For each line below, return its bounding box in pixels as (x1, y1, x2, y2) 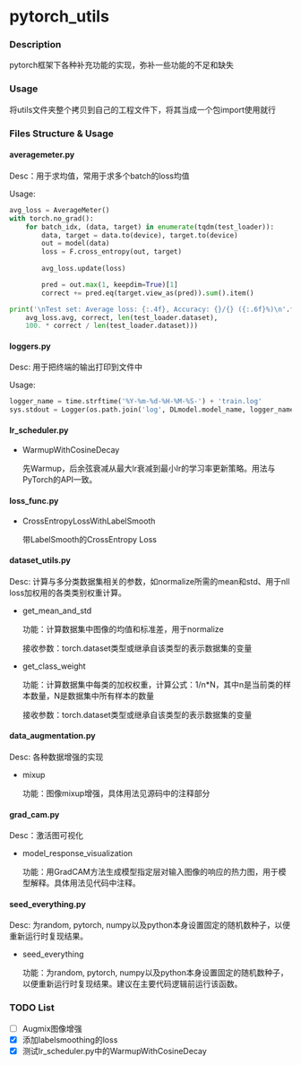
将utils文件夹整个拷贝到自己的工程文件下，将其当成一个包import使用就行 (9, 104, 276, 115)
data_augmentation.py (9, 731, 96, 741)
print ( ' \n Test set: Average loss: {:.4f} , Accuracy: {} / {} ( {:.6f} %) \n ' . (9, 305, 291, 314)
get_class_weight (21, 661, 87, 671)
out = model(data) (41, 239, 110, 248)
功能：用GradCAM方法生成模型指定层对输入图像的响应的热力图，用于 (21, 867, 279, 878)
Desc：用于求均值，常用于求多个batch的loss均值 (9, 170, 190, 181)
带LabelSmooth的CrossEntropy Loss (21, 533, 157, 544)
